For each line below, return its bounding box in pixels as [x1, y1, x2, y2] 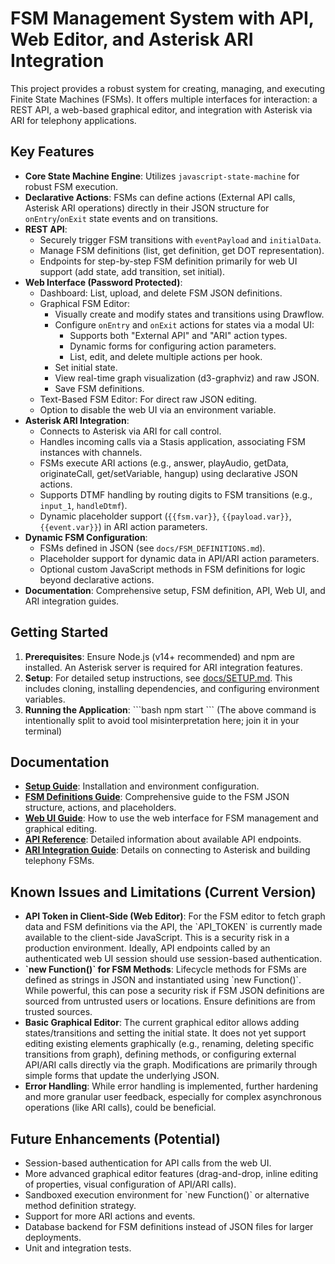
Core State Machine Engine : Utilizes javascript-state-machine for [24, 170, 300, 182]
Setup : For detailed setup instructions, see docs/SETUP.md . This [24, 672, 293, 684]
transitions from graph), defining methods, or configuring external [24, 1048, 297, 1061]
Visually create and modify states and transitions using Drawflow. [54, 308, 325, 320]
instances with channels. [39, 446, 143, 458]
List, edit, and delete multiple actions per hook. [69, 350, 263, 362]
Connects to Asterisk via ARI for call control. [39, 425, 222, 437]
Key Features [10, 143, 95, 161]
